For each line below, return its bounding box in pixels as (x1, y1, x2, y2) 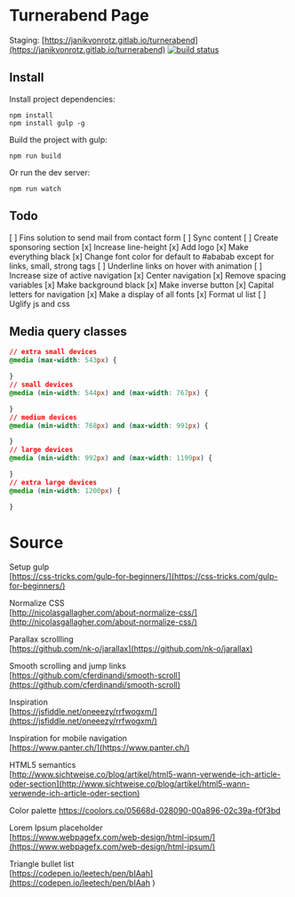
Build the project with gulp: (9, 134, 108, 145)
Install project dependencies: (9, 93, 116, 104)
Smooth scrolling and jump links (9, 660, 126, 672)
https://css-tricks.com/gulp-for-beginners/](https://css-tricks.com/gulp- (12, 571, 278, 582)
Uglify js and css (9, 298, 70, 309)
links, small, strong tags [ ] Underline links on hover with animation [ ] (9, 260, 263, 271)
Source (9, 532, 64, 553)
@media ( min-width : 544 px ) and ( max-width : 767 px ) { (9, 388, 209, 397)
